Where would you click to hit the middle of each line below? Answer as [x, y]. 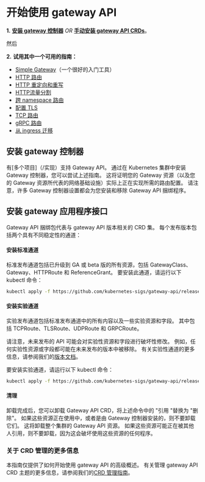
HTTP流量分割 [33, 92]
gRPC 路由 [28, 123]
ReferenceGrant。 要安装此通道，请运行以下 [126, 272]
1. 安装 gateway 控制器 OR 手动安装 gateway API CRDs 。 [78, 31]
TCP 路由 [27, 115]
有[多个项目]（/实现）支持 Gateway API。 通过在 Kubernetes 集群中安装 [96, 167]
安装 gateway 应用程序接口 [57, 211]
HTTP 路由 [29, 77]
